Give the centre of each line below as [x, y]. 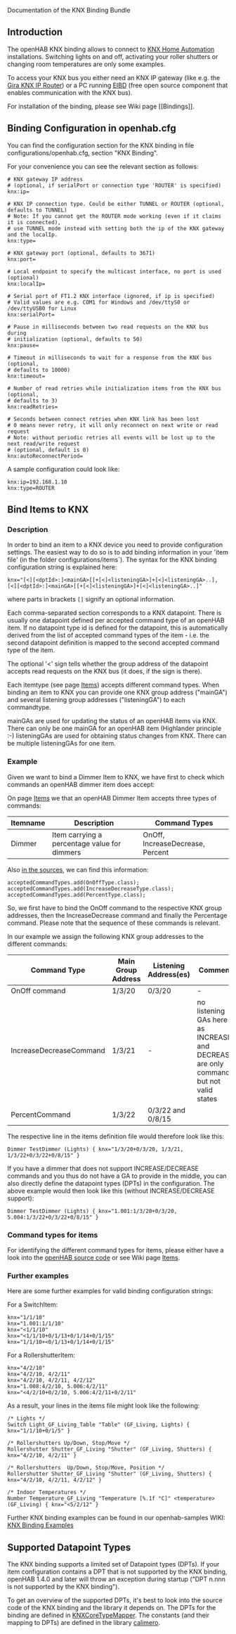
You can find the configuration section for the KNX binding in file [101, 145]
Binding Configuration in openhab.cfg [92, 128]
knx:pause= [23, 345]
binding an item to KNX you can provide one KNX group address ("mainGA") [118, 692]
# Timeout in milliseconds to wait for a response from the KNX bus [110, 358]
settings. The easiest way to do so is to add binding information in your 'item [118, 552]
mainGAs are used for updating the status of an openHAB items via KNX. [112, 721]
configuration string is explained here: [62, 567]
